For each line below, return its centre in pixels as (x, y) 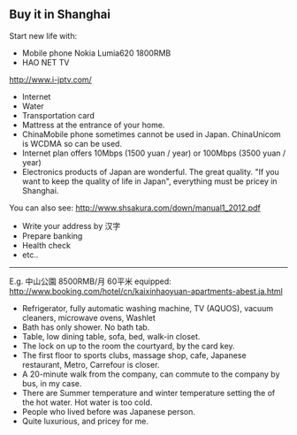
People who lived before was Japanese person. (109, 411)
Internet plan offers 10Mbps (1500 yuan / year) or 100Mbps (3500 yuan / (154, 153)
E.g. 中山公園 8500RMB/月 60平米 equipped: (91, 281)
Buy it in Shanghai (60, 15)
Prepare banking (52, 236)
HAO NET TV (46, 62)
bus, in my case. (52, 383)
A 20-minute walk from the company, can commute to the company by (151, 374)
